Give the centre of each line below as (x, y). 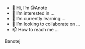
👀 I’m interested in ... (33, 13)
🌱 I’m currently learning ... (39, 18)
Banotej (13, 41)
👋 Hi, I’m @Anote (29, 8)
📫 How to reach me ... (35, 30)
